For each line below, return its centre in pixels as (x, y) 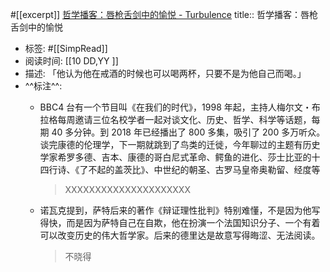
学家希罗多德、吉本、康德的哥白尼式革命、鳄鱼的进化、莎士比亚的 (175, 157)
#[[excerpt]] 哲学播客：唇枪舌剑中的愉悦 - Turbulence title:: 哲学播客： (156, 14)
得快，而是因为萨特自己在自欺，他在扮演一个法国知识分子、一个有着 (180, 222)
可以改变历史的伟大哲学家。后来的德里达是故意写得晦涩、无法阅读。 (180, 235)
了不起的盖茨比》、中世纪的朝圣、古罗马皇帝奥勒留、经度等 (200, 169)
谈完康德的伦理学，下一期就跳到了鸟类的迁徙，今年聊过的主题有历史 (180, 144)
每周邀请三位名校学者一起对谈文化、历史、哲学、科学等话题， (184, 119)
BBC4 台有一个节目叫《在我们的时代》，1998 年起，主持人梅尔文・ (175, 107)
